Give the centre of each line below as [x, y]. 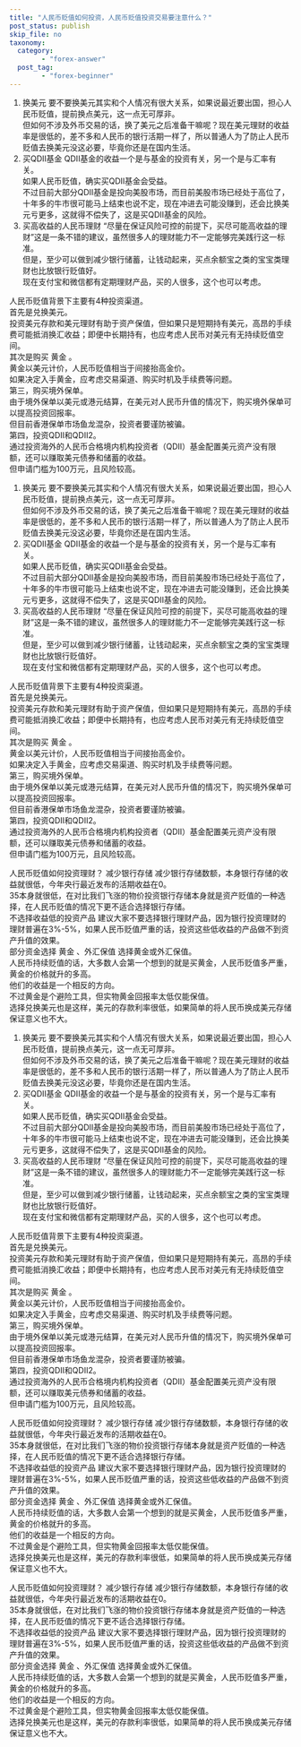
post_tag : [35, 68]
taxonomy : [28, 43]
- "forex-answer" [73, 59]
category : [35, 51]
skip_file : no [36, 34]
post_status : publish [50, 26]
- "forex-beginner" [78, 76]
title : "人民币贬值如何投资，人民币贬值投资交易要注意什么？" [111, 17]
